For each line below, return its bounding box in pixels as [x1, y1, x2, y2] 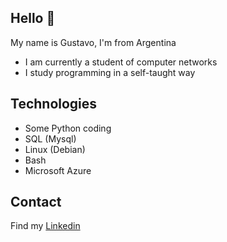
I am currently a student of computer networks [24, 56, 218, 68]
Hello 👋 [10, 10, 56, 27]
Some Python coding [24, 122, 112, 134]
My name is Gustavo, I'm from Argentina [10, 36, 177, 48]
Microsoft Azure [24, 164, 92, 176]
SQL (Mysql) [24, 132, 77, 145]
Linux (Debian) [24, 143, 86, 155]
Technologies [10, 96, 98, 113]
